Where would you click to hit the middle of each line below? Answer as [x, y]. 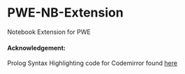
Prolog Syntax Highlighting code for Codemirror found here [92, 63]
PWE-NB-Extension [65, 13]
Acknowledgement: [37, 48]
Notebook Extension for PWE [49, 32]
